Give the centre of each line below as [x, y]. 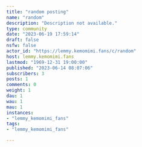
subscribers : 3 [25, 73]
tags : [13, 124]
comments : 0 [21, 85]
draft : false [23, 40]
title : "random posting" [37, 12]
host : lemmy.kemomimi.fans [40, 57]
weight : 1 [19, 90]
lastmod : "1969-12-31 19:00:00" [47, 62]
